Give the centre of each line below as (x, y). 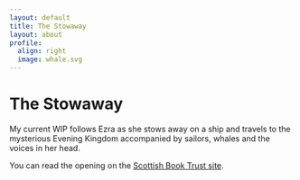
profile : (26, 43)
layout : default (40, 18)
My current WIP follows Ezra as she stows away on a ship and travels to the (150, 129)
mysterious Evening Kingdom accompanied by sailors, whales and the (140, 138)
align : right (42, 51)
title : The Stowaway (48, 26)
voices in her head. (45, 148)
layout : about (36, 34)
